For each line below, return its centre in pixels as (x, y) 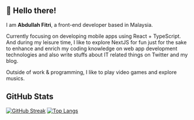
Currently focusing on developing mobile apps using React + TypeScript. (93, 36)
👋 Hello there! (31, 11)
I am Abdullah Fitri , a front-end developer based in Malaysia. (79, 24)
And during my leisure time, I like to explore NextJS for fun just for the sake (96, 42)
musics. (15, 78)
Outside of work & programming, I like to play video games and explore (91, 72)
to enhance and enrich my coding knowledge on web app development (92, 48)
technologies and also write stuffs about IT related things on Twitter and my (97, 54)
